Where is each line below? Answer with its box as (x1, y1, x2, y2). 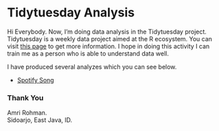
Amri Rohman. (7, 108, 47, 117)
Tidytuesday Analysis (7, 5, 135, 21)
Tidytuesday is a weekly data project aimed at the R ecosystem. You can (7, 34, 213, 43)
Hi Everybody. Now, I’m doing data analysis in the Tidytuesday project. (7, 27, 207, 36)
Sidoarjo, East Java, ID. (7, 116, 73, 124)
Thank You (7, 93, 44, 102)
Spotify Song (16, 75, 54, 84)
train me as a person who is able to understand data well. (7, 49, 170, 58)
